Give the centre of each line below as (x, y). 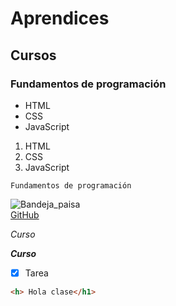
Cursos (33, 55)
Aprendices (60, 18)
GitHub (25, 214)
